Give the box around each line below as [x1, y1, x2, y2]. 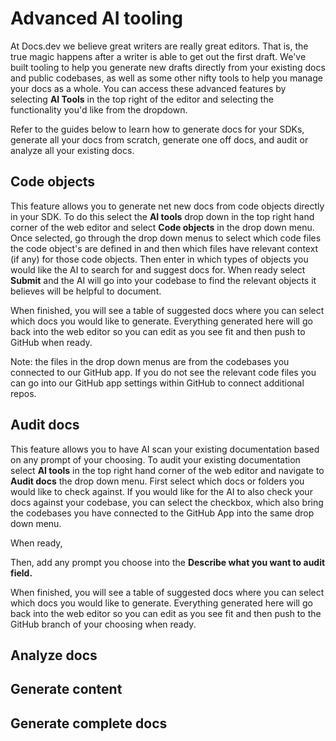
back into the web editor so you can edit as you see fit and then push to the [10, 607, 322, 619]
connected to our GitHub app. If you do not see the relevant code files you [10, 366, 317, 378]
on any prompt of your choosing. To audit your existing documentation [10, 453, 301, 466]
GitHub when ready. [10, 336, 93, 348]
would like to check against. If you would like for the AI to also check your [10, 485, 313, 497]
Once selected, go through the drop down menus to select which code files [10, 232, 322, 244]
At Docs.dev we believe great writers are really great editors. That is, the [10, 40, 309, 52]
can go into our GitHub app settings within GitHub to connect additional [10, 377, 305, 389]
